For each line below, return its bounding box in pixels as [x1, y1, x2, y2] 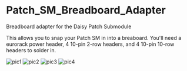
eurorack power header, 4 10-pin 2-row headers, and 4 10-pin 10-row [6, 40, 175, 48]
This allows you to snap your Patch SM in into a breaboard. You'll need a [6, 34, 182, 41]
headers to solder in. [6, 46, 56, 53]
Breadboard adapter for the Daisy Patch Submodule [6, 23, 132, 30]
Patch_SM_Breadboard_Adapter [6, 4, 166, 17]
